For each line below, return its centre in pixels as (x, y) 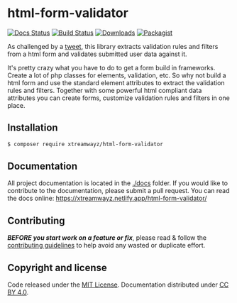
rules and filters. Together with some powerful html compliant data (105, 90)
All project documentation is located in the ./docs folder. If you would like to (118, 183)
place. (17, 105)
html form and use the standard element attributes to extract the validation (116, 82)
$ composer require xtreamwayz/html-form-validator (85, 144)
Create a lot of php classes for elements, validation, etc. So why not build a (117, 75)
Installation (33, 128)
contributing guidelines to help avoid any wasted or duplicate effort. (106, 246)
